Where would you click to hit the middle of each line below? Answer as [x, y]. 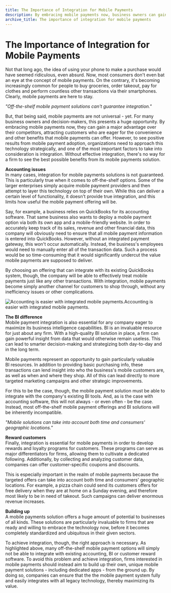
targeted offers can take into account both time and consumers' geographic [85, 480]
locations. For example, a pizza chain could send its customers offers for [81, 485]
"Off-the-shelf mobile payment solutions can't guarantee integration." [79, 106]
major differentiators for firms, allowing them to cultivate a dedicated [77, 454]
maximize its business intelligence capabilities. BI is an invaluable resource [83, 328]
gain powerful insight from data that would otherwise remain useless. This [83, 338]
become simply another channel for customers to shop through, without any [85, 287]
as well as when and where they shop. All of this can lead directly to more [82, 376]
